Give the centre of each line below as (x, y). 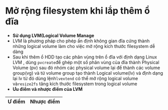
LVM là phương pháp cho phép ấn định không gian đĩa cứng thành (81, 41)
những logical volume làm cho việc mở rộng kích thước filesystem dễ (84, 46)
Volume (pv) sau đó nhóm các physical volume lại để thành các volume (86, 68)
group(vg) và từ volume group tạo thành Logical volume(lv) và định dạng (88, 73)
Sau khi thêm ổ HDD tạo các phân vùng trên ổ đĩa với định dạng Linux (85, 57)
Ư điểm (17, 101)
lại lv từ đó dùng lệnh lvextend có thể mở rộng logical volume (75, 78)
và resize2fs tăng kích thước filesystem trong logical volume (75, 84)
